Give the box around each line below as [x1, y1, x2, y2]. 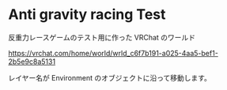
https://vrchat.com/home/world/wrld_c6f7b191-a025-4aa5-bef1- [8, 48, 219, 58]
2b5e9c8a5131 [8, 57, 56, 66]
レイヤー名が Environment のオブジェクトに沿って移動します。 [8, 73, 212, 82]
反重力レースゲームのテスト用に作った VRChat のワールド [8, 32, 196, 42]
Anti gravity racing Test [8, 6, 166, 24]
